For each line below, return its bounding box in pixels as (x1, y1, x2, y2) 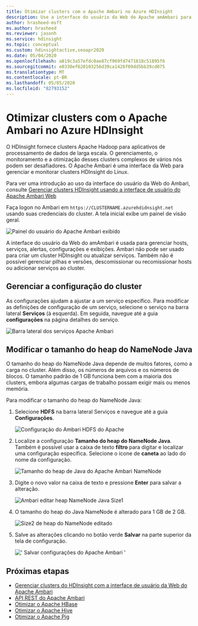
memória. (6, 385, 30, 393)
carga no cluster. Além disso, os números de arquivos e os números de (6, 366, 179, 374)
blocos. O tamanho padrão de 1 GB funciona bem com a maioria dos (6, 373, 173, 380)
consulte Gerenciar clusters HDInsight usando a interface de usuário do (6, 186, 181, 193)
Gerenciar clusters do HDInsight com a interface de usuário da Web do (14, 582, 187, 589)
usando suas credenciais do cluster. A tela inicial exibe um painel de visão (6, 210, 187, 217)
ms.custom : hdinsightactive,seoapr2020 (6, 47, 105, 53)
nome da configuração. (14, 456, 72, 463)
